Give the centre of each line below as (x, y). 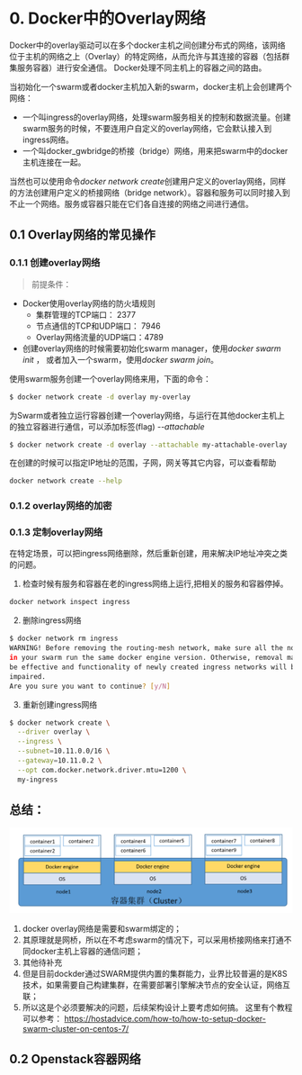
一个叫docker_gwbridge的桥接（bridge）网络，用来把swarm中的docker (155, 150)
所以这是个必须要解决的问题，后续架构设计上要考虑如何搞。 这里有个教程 (157, 1007)
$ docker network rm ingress (64, 639)
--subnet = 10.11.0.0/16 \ (64, 751)
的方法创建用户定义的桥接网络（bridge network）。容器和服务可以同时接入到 (150, 192)
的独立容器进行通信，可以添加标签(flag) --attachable (107, 426)
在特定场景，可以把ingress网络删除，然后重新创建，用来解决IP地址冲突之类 (148, 554)
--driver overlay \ (54, 732)
